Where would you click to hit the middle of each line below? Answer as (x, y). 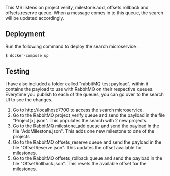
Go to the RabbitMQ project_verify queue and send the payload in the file (89, 115)
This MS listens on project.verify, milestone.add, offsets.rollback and (77, 7)
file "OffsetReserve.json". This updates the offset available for (77, 147)
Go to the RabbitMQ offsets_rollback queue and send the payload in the (87, 158)
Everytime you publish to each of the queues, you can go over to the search (84, 94)
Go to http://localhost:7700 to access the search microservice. (78, 110)
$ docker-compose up (27, 55)
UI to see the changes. (29, 100)
